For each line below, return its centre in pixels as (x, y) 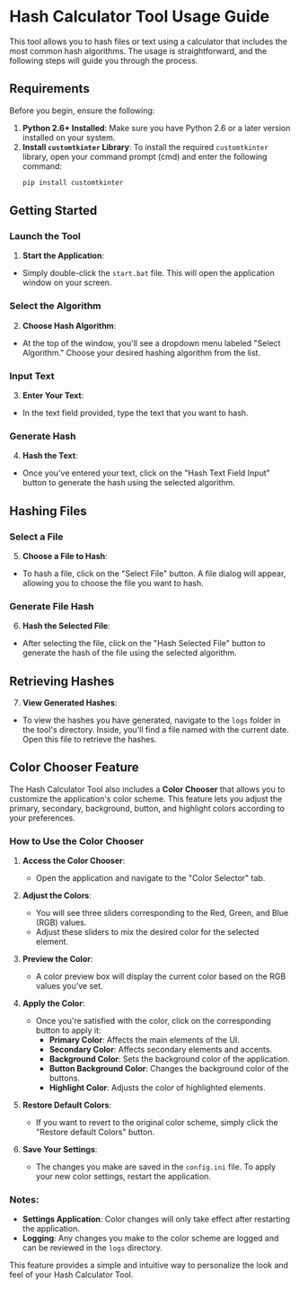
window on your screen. (67, 283)
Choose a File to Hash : (65, 556)
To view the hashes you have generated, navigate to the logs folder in (151, 720)
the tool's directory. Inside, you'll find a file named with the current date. (156, 729)
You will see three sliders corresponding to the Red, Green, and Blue (162, 913)
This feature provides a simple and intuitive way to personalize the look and (149, 1266)
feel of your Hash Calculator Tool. (71, 1275)
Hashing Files (48, 511)
